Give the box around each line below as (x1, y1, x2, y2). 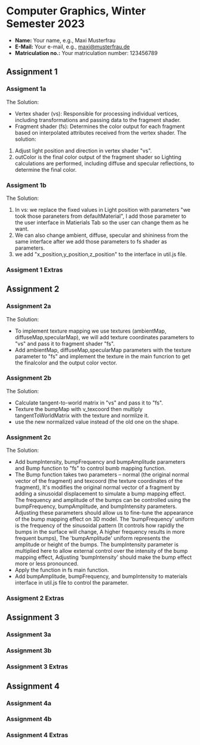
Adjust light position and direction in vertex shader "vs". (14, 147, 152, 154)
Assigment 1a (6, 85, 47, 93)
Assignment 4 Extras (6, 731, 69, 740)
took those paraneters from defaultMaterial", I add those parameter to (14, 212, 187, 220)
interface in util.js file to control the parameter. (14, 579, 129, 586)
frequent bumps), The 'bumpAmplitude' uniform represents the (14, 534, 170, 542)
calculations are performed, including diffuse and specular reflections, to (14, 160, 195, 167)
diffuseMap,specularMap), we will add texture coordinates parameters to (14, 333, 195, 340)
